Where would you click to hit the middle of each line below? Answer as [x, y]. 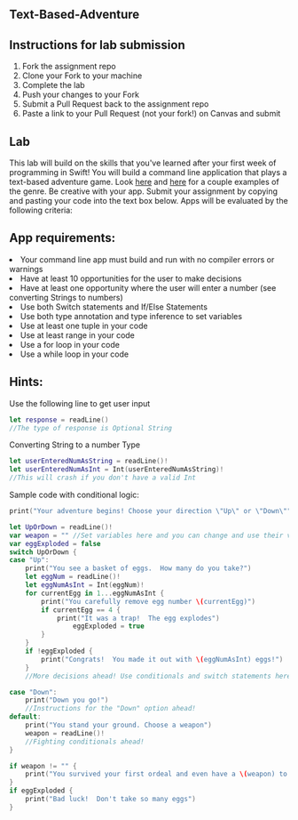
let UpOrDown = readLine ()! [61, 527]
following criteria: [41, 210]
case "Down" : [33, 692]
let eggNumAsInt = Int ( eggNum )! [85, 585]
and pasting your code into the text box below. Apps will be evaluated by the [149, 201]
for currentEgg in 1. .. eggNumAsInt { [95, 593]
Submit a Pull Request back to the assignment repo [115, 104]
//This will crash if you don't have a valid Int [103, 478]
